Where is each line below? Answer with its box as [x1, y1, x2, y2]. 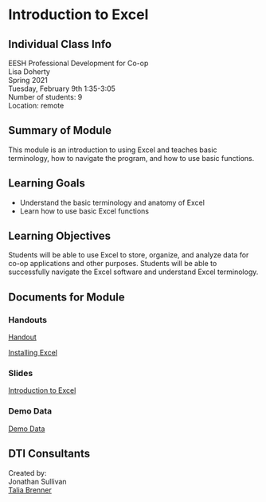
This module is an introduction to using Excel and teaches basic [8, 145, 217, 155]
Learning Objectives [8, 229, 111, 243]
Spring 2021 [8, 76, 48, 84]
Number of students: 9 [8, 92, 83, 101]
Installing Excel [8, 348, 58, 358]
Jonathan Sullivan [8, 477, 67, 486]
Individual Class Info [8, 37, 112, 51]
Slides [8, 368, 33, 379]
